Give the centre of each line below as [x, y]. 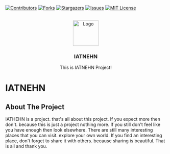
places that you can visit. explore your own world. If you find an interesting [84, 136]
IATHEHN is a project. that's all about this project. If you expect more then [83, 119]
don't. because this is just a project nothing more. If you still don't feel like [83, 124]
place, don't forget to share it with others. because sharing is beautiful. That [85, 141]
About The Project [35, 107]
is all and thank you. [26, 146]
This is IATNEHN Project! [86, 68]
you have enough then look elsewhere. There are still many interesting [79, 130]
